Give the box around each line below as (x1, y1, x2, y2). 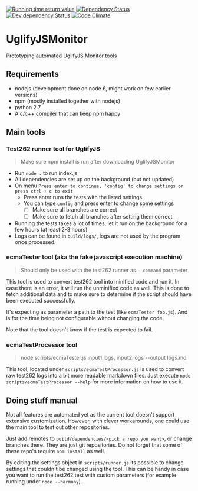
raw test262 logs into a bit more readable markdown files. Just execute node (6, 372, 191, 379)
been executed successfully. (6, 297, 76, 304)
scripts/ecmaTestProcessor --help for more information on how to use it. (6, 378, 184, 385)
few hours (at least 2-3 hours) (14, 226, 88, 233)
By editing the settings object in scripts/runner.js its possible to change (6, 459, 184, 466)
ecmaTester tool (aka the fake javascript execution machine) (6, 253, 183, 261)
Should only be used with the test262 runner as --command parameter (20, 266, 188, 274)
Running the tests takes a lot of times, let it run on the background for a (14, 219, 187, 227)
